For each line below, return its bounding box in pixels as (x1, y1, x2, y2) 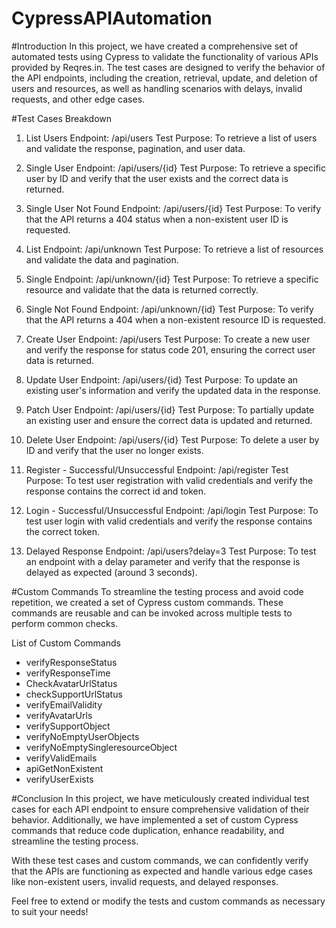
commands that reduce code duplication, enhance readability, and (11, 824, 285, 836)
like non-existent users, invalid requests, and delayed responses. (11, 875, 279, 887)
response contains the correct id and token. (25, 485, 207, 497)
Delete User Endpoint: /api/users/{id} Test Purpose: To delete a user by (25, 433, 320, 446)
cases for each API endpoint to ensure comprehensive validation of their (11, 803, 310, 815)
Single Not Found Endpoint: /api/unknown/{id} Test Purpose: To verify (25, 303, 314, 315)
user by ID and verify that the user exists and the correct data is (25, 172, 289, 184)
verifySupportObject (25, 720, 111, 732)
